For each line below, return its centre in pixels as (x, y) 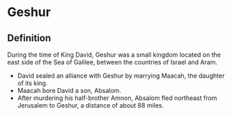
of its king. (32, 83)
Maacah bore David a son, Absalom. (69, 90)
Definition (29, 38)
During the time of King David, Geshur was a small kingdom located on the (114, 55)
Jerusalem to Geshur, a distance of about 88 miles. (91, 105)
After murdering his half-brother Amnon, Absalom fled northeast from (117, 98)
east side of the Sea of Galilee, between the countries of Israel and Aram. (113, 62)
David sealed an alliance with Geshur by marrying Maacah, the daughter (121, 75)
